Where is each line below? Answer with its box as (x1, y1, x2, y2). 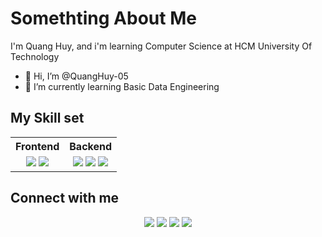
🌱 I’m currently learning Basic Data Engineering (24, 80, 220, 92)
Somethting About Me (10, 7, 197, 30)
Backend (69, 139, 113, 153)
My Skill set (10, 110, 85, 127)
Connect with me (10, 190, 120, 207)
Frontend (15, 139, 60, 153)
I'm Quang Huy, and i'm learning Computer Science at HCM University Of (10, 40, 313, 52)
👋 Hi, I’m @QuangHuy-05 (24, 70, 129, 82)
